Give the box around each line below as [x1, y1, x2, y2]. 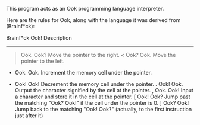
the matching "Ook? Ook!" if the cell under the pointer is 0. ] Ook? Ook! [14, 100, 189, 106]
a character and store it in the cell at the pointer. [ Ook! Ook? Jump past [14, 93, 190, 100]
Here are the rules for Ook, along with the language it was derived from [6, 17, 181, 23]
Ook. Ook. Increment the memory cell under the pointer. [14, 69, 152, 76]
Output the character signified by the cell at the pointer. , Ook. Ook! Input [14, 87, 193, 94]
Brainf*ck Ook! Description [6, 34, 73, 41]
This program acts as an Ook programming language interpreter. [6, 5, 164, 12]
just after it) [14, 112, 43, 119]
